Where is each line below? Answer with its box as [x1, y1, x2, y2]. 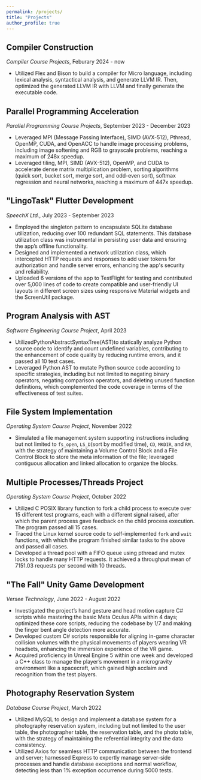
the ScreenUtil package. [14, 293, 75, 301]
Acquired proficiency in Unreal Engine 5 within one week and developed [14, 652, 193, 659]
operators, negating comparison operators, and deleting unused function [14, 376, 195, 384]
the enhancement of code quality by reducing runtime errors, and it [14, 351, 181, 358]
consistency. [14, 741, 47, 748]
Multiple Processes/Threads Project [6, 477, 144, 487]
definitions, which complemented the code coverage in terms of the [14, 383, 182, 390]
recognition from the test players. [14, 671, 98, 678]
